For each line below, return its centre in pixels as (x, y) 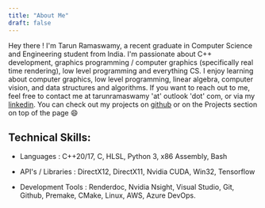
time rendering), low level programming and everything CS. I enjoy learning (131, 70)
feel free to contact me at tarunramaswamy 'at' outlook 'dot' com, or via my (132, 96)
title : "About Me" (38, 15)
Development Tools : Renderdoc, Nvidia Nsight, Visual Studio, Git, (127, 187)
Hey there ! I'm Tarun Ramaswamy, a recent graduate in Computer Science (130, 45)
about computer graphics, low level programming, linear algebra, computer (131, 79)
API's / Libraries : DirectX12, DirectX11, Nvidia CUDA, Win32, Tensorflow (137, 172)
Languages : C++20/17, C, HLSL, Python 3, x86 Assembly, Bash (123, 157)
